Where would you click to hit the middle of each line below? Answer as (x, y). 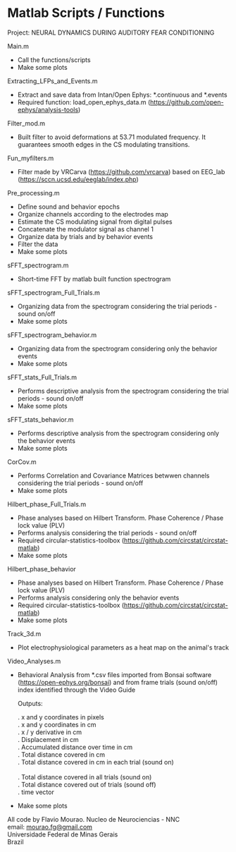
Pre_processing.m (33, 193)
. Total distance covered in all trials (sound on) (85, 777)
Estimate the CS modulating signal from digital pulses (95, 221)
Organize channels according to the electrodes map (93, 214)
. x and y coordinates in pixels (61, 717)
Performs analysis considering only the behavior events (98, 597)
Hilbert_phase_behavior (42, 568)
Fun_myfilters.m (31, 158)
